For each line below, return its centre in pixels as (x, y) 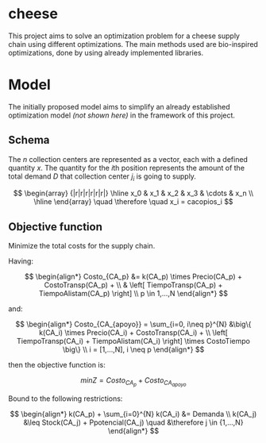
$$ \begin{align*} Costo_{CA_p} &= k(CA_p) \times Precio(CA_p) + (133, 277)
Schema (29, 140)
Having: (21, 261)
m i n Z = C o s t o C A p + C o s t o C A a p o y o (133, 382)
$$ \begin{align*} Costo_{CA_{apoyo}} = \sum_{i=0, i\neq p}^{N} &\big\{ (133, 324)
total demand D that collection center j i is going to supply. (102, 177)
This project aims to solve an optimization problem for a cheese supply (124, 36)
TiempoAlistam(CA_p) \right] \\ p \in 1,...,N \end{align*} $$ (133, 294)
